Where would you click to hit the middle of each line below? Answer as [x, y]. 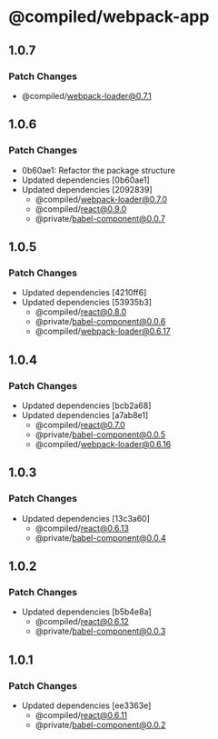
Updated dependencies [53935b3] [86, 303]
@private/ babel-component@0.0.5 [100, 434]
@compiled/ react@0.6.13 [82, 528]
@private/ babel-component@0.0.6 [100, 322]
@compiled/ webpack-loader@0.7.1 [86, 95]
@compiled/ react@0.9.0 [81, 209]
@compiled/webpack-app [109, 17]
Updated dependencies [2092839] [87, 189]
